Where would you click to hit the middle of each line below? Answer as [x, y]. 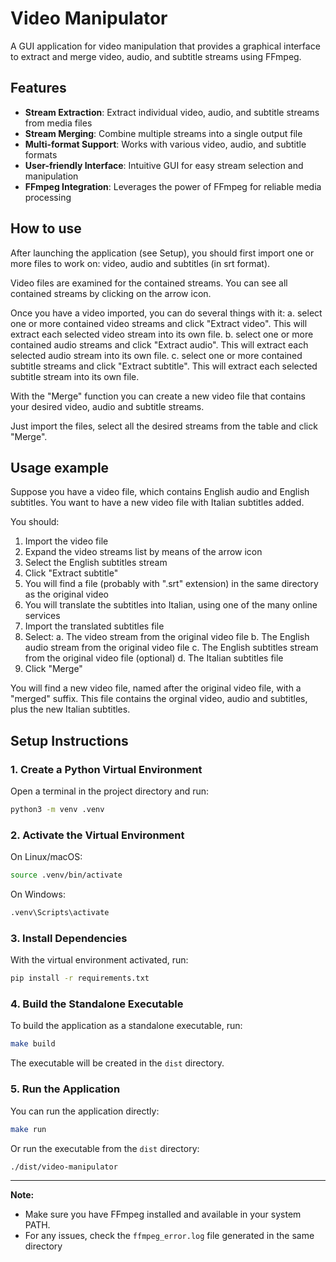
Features [38, 88]
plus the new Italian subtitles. [70, 709]
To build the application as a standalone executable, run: [126, 1026]
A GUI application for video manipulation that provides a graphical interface [165, 46]
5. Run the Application [65, 1089]
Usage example [60, 467]
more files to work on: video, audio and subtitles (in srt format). [140, 263]
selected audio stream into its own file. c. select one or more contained [156, 355]
